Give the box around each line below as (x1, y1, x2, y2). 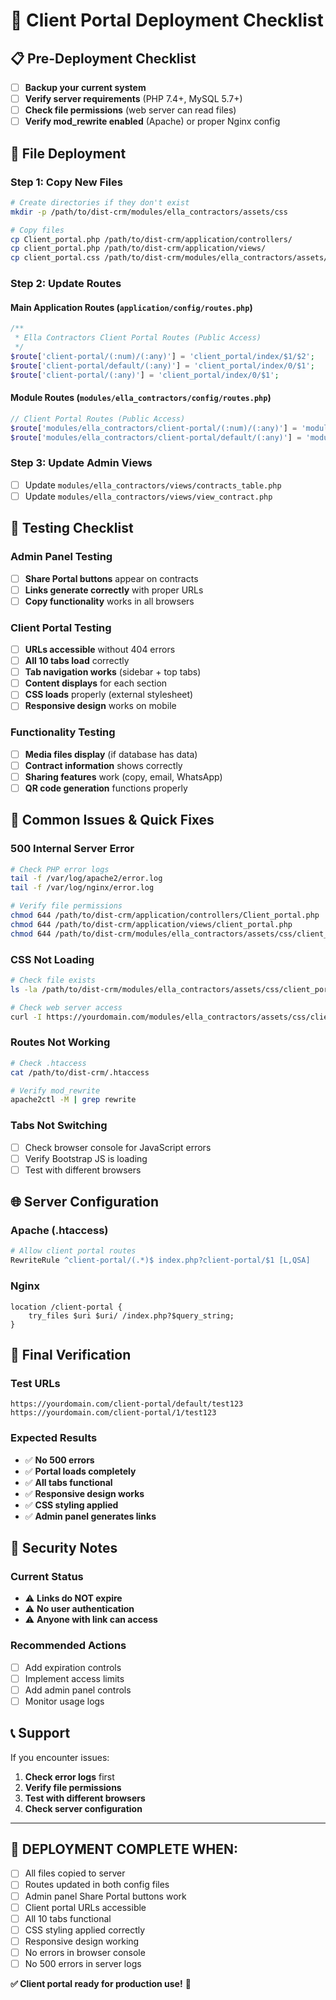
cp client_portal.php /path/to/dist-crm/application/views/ (10, 244, 267, 254)
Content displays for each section (24, 677, 168, 689)
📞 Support (10, 1725, 71, 1742)
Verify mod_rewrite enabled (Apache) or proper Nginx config (24, 115, 281, 128)
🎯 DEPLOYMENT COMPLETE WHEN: (10, 1840, 239, 1858)
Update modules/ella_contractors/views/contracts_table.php (24, 479, 282, 491)
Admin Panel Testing (10, 550, 113, 564)
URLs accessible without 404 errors (24, 643, 176, 655)
